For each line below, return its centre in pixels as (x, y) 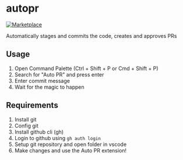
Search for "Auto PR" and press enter (59, 74)
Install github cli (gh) (39, 132)
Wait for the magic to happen (49, 87)
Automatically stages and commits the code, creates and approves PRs (91, 36)
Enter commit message (42, 81)
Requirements (32, 105)
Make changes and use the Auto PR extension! (71, 150)
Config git (27, 126)
